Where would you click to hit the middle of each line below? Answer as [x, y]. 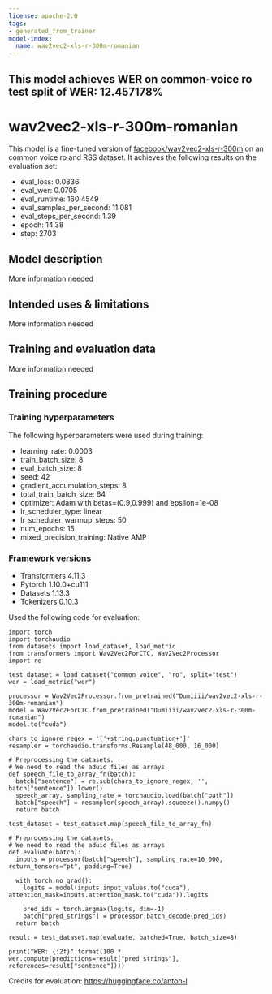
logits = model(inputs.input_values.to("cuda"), [107, 888]
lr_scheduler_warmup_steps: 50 [73, 519]
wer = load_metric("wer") [52, 682]
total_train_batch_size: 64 [63, 494]
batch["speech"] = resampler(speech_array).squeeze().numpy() [123, 803]
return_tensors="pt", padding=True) [70, 866]
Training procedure [58, 394]
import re [25, 661]
